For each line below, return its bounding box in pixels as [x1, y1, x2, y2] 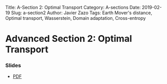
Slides [5, 62, 21, 69]
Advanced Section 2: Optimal [5, 33, 132, 45]
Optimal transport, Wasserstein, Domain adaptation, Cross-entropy [5, 15, 146, 21]
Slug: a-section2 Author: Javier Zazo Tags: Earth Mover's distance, [11, 10, 152, 16]
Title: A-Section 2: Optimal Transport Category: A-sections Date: [5, 5, 141, 10]
